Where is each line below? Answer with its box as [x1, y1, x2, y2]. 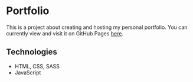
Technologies [6, 47, 58, 57]
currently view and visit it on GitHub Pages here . [6, 29, 124, 37]
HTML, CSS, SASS [14, 63, 60, 70]
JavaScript [14, 69, 41, 76]
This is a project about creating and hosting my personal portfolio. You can [6, 24, 188, 31]
